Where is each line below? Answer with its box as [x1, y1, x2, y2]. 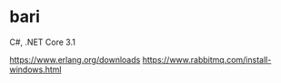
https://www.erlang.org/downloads [9, 54, 141, 65]
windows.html [9, 64, 62, 75]
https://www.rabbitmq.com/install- [142, 54, 272, 65]
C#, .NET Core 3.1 [9, 36, 75, 47]
